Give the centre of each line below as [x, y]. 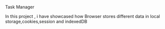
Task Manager [20, 7]
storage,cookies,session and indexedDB [46, 22]
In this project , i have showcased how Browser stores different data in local [82, 16]
